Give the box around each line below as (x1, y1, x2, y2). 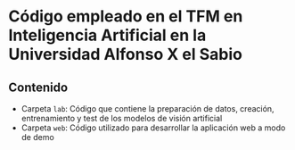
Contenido (8, 79, 69, 95)
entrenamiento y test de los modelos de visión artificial (20, 113, 223, 123)
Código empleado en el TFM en (8, 6, 243, 27)
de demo (20, 132, 54, 142)
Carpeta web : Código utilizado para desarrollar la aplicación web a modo (20, 122, 286, 133)
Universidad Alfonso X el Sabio (8, 45, 242, 64)
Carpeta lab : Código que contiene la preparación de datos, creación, (20, 104, 275, 113)
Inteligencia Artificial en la (8, 25, 207, 46)
